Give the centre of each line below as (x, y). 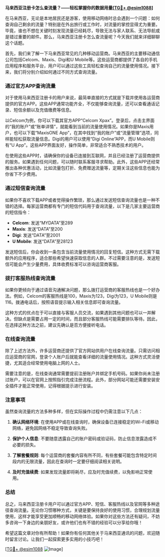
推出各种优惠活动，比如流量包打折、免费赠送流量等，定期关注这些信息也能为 (82, 168)
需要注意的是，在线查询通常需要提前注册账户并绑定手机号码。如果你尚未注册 (82, 374)
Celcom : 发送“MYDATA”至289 (42, 223)
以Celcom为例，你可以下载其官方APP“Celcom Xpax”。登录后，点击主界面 (80, 120)
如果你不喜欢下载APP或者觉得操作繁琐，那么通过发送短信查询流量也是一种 (80, 200)
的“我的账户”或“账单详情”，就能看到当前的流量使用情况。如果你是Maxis (77, 127)
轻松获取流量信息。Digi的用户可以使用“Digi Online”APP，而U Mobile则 (84, 139)
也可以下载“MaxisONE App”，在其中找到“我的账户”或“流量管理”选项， (84, 133)
